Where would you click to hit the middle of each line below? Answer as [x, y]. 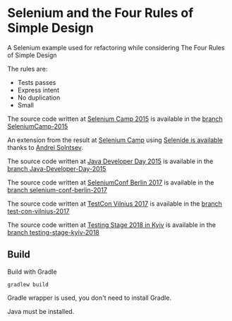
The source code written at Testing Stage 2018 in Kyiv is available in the [112, 225]
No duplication [39, 98]
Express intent [38, 90]
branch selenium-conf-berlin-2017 [57, 189]
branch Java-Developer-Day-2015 [57, 168]
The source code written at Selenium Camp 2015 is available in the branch [115, 119]
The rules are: [28, 69]
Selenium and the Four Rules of [100, 13]
